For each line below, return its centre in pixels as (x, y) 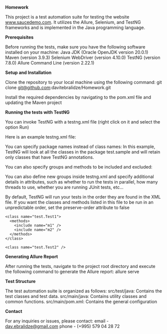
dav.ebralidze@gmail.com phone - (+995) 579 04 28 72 (63, 326)
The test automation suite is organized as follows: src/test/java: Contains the (83, 291)
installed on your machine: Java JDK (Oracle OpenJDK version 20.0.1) (77, 52)
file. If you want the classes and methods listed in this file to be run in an (79, 202)
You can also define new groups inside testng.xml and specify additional (80, 176)
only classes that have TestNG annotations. (50, 157)
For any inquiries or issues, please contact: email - (57, 321)
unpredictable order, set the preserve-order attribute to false (67, 207)
